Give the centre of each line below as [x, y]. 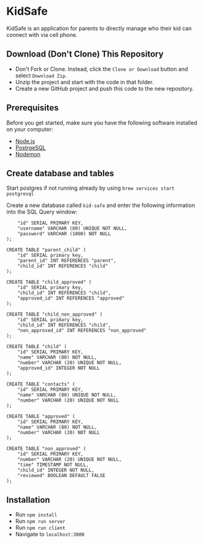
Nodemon [28, 154]
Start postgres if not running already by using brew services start [90, 188]
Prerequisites [33, 108]
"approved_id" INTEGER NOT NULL [59, 368]
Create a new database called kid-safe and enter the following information [101, 205]
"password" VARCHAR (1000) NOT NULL [64, 234]
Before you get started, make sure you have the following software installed [102, 122]
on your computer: [30, 129]
